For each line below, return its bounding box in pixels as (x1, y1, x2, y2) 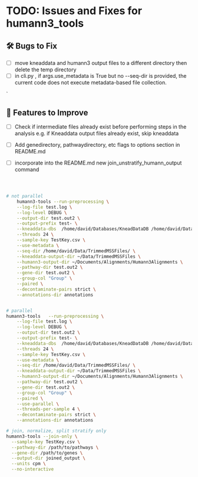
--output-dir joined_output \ (11, 455, 85, 461)
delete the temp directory (14, 66, 77, 73)
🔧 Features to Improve (6, 107, 88, 117)
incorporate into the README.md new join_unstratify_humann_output (14, 159, 182, 166)
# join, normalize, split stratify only (6, 428, 107, 434)
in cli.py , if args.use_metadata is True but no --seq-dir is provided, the (14, 73, 187, 80)
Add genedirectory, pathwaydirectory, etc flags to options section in (14, 142, 180, 148)
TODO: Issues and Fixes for (6, 4, 143, 18)
